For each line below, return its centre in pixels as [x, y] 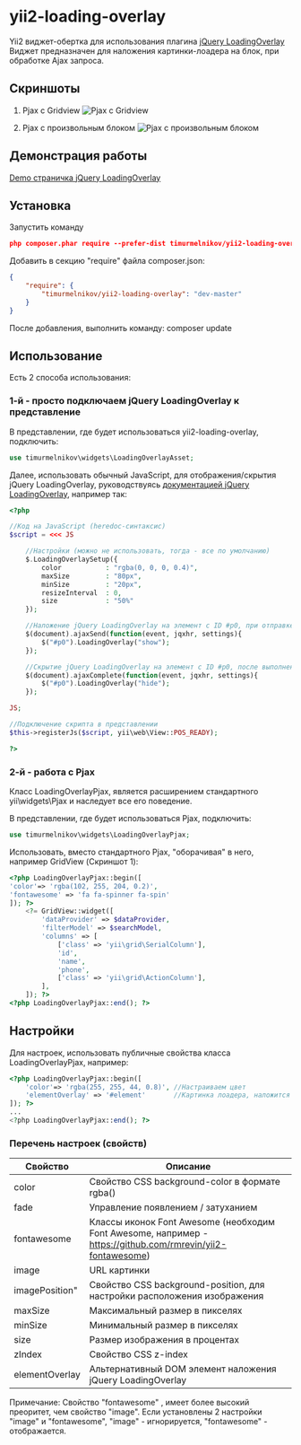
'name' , [72, 961]
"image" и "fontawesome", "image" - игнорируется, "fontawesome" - [138, 1422]
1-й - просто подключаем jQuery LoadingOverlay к [125, 401]
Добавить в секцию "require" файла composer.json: [107, 261]
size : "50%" [88, 601]
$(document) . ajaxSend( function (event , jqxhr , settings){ [134, 635]
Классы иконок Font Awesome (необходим [182, 1222]
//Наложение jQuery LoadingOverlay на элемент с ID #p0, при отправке [160, 626]
